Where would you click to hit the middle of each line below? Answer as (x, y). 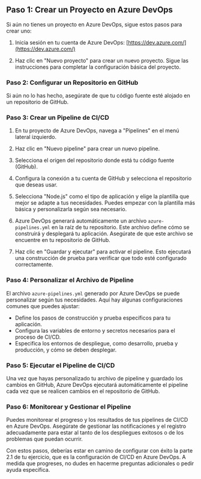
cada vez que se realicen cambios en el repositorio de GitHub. (83, 391)
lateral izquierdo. (36, 137)
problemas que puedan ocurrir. (44, 439)
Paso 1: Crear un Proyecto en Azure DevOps (89, 10)
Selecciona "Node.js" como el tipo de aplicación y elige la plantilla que (102, 196)
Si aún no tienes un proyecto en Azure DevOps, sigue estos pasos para (94, 24)
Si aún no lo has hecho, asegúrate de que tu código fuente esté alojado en (98, 96)
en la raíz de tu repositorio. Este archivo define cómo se (121, 227)
